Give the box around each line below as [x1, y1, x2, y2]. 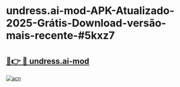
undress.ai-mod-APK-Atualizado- [6, 4, 175, 18]
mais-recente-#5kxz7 [6, 29, 116, 42]
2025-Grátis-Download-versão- [6, 16, 167, 30]
